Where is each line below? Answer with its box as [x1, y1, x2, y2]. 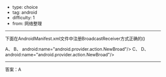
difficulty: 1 [12, 15, 35, 20]
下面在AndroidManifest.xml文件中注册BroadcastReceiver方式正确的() [5, 36, 146, 41]
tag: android [12, 9, 37, 15]
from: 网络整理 [12, 21, 42, 26]
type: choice [12, 4, 38, 10]
